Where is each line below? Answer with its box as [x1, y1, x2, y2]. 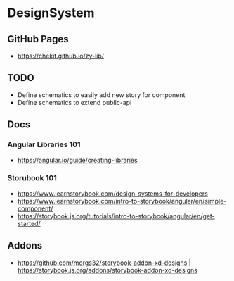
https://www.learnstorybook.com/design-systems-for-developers [17, 189, 209, 198]
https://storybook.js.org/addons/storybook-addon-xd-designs [17, 266, 198, 274]
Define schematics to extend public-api [17, 98, 132, 106]
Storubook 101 [7, 173, 58, 183]
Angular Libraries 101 [7, 139, 81, 149]
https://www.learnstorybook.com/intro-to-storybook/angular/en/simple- [17, 196, 227, 205]
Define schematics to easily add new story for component [17, 90, 186, 99]
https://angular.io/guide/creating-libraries [17, 156, 138, 164]
